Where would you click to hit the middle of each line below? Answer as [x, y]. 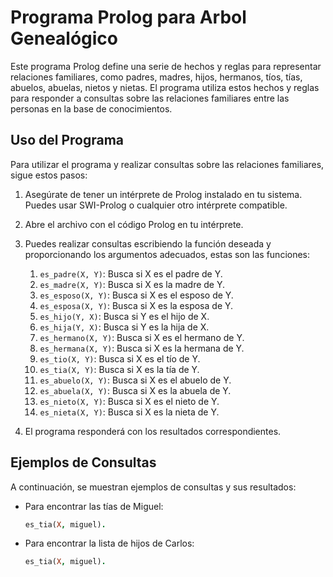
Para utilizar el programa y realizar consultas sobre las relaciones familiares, [167, 164]
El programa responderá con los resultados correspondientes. [153, 431]
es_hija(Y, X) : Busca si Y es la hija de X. [124, 327]
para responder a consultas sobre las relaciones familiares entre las [150, 98]
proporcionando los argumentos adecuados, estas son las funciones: [167, 254]
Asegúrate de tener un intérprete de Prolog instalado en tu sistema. [163, 194]
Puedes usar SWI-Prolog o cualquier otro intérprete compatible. [156, 205]
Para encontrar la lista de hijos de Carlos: [109, 543]
